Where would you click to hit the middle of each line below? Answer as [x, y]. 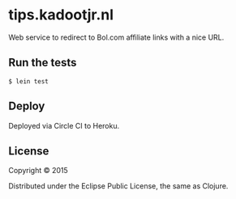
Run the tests [43, 63]
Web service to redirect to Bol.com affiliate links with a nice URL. [116, 37]
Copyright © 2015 [39, 171]
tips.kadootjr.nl [61, 15]
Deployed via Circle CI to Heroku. [64, 125]
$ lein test [28, 81]
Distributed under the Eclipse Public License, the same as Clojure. [118, 186]
